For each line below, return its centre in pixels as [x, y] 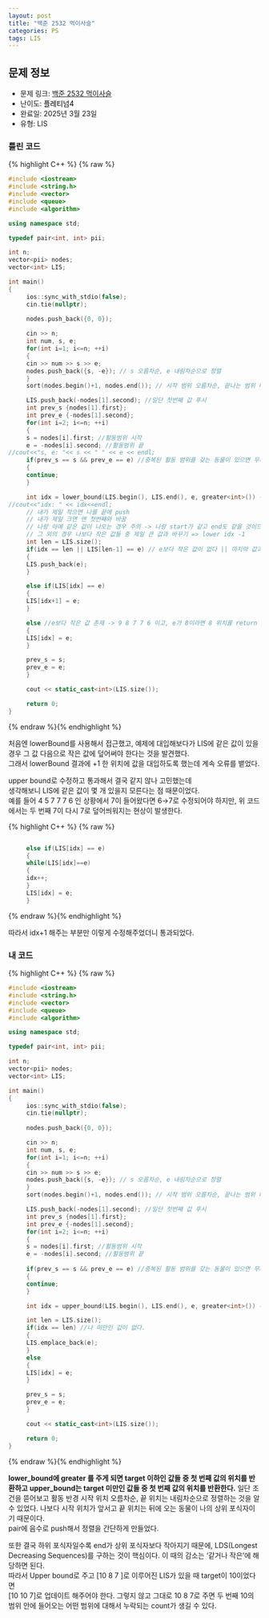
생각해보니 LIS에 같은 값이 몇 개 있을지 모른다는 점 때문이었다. [104, 790]
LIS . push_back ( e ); [57, 564]
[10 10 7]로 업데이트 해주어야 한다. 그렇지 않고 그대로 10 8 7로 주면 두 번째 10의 [131, 1596]
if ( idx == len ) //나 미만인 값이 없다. [86, 1328]
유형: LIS [34, 124]
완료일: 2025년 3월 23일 [58, 114]
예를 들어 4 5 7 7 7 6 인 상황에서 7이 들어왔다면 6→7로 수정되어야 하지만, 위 [127, 801]
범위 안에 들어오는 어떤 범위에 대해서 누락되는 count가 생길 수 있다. [112, 1605]
